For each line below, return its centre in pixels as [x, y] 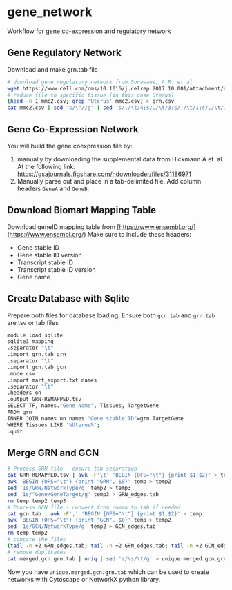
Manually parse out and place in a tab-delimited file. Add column [109, 181]
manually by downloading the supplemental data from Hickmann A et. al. [120, 159]
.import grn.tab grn [37, 355]
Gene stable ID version [50, 255]
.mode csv [21, 373]
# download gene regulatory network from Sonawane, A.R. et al [100, 82]
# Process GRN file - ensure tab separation [72, 469]
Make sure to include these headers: [139, 234]
